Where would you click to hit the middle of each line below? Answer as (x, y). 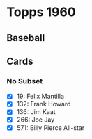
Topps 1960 (41, 12)
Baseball (26, 38)
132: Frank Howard (44, 104)
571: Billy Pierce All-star (51, 128)
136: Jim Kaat (36, 112)
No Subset (25, 81)
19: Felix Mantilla (40, 96)
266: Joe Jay (36, 120)
